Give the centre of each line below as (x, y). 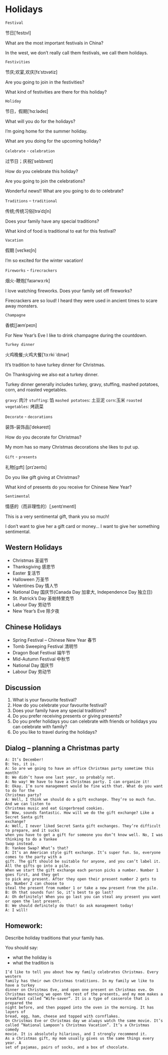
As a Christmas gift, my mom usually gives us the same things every (80, 1038)
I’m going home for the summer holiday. (47, 131)
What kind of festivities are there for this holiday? (56, 92)
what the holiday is (32, 957)
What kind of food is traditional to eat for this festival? (61, 231)
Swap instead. (20, 844)
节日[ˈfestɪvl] (18, 33)
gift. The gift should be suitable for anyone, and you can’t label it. (83, 862)
